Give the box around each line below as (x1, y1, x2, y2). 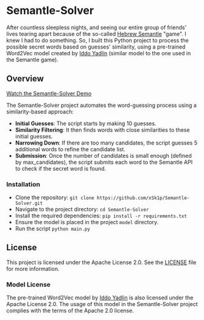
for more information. (6, 265, 60, 272)
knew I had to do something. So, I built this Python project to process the (6, 36, 189, 44)
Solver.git (15, 200, 43, 206)
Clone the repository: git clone (15, 194, 94, 201)
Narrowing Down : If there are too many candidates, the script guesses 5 (15, 139, 198, 146)
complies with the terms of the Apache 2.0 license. (6, 307, 134, 315)
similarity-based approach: (6, 107, 74, 115)
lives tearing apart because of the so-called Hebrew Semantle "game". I (6, 30, 187, 37)
